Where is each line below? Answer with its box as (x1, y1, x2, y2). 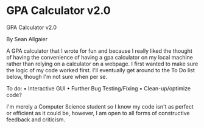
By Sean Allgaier (6, 35, 48, 42)
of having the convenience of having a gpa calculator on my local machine (6, 53, 194, 61)
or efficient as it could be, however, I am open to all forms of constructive (6, 109, 190, 116)
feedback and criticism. (6, 116, 66, 123)
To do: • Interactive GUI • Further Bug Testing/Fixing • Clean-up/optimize (6, 84, 191, 92)
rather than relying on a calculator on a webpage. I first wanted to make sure (6, 60, 199, 67)
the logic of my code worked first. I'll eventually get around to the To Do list (6, 66, 195, 73)
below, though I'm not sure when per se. (6, 73, 108, 80)
